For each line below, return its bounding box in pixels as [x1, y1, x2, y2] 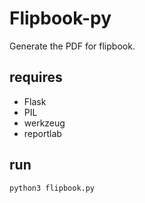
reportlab [23, 127, 62, 139]
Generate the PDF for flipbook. [9, 40, 136, 52]
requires [9, 69, 63, 86]
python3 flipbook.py [9, 183, 96, 193]
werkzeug [23, 117, 66, 129]
